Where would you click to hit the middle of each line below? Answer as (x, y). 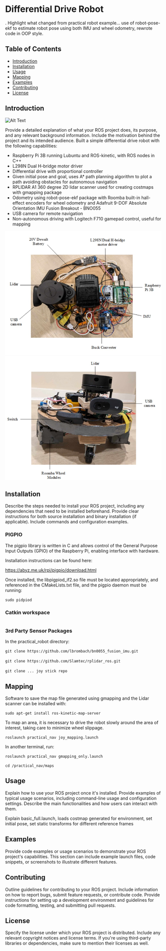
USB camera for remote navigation (48, 213)
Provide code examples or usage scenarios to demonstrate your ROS (76, 851)
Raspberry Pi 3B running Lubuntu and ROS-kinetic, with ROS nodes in (83, 155)
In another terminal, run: (30, 747)
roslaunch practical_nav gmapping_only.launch (54, 757)
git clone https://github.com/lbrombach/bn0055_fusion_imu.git (72, 652)
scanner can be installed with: (36, 704)
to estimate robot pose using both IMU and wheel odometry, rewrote (83, 28)
